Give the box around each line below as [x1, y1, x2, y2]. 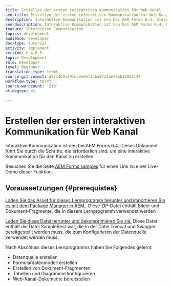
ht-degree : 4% [5, 88, 36, 94]
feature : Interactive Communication [5, 27, 83, 32]
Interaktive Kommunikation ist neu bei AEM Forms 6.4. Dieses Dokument [5, 143, 158, 149]
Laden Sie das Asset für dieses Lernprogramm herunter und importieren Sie [5, 197, 165, 204]
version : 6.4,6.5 [5, 50, 42, 55]
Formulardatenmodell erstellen [12, 259, 78, 266]
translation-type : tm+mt [5, 70, 58, 75]
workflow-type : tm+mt [5, 79, 52, 84]
